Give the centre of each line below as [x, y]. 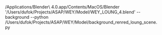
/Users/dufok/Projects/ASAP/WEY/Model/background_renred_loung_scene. [81, 22]
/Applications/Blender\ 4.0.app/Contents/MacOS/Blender [62, 7]
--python [40, 17]
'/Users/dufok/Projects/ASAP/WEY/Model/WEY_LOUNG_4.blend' [70, 12]
